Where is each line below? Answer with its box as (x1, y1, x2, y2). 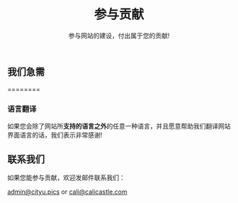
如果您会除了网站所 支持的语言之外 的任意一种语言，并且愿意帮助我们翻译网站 (7, 121, 231, 130)
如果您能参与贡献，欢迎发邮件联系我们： (7, 173, 125, 182)
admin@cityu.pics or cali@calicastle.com (7, 187, 127, 196)
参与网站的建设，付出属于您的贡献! (68, 31, 170, 40)
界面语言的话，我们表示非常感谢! (7, 131, 103, 139)
